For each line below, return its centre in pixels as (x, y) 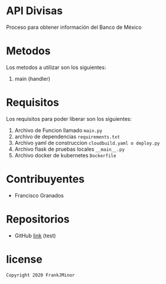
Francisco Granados (39, 195)
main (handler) (32, 78)
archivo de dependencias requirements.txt (67, 136)
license (24, 259)
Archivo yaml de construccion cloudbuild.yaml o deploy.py (87, 143)
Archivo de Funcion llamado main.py (58, 130)
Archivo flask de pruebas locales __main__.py (69, 149)
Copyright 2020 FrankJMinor (41, 275)
